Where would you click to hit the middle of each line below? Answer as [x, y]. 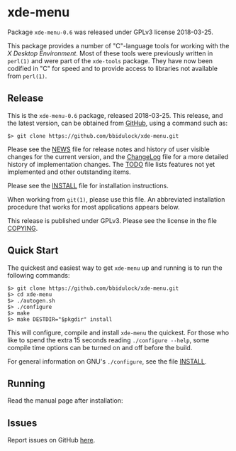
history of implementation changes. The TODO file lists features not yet [111, 164]
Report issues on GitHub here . [51, 440]
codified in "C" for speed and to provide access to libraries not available [113, 68]
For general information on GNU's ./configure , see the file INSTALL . [107, 361]
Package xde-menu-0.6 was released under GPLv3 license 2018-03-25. [111, 32]
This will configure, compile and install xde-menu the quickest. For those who [118, 332]
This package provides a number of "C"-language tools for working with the [118, 45]
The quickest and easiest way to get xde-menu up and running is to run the [115, 268]
